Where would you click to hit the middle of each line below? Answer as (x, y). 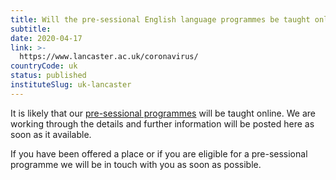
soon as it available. (51, 134)
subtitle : (31, 29)
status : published (48, 76)
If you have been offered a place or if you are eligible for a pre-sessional (159, 153)
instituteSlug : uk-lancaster (71, 85)
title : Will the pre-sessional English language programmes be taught (160, 19)
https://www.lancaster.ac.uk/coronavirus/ (109, 57)
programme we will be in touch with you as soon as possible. (136, 164)
